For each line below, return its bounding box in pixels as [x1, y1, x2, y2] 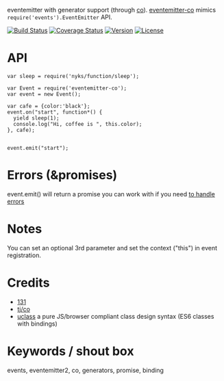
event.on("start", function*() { [7, 109, 103, 116]
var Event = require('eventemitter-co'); [7, 85, 127, 92]
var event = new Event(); [7, 90, 81, 98]
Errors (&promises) [7, 168, 118, 183]
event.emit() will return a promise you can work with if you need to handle [7, 189, 216, 198]
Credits [7, 275, 50, 290]
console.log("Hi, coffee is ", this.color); [13, 120, 142, 127]
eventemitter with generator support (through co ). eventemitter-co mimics [7, 6, 216, 14]
